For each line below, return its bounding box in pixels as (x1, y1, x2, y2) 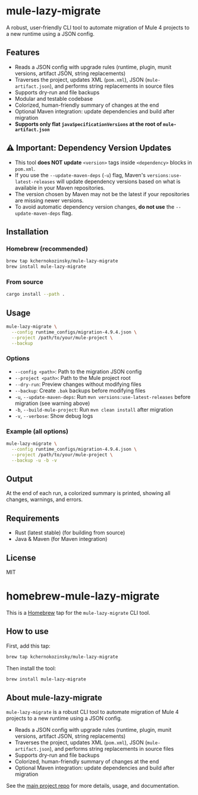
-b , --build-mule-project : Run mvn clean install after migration (14, 406, 174, 413)
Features (6, 48, 40, 58)
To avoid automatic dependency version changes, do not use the (14, 203, 175, 210)
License (6, 553, 36, 563)
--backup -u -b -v (11, 457, 58, 463)
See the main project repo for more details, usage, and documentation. (6, 782, 180, 790)
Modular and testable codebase (14, 95, 93, 102)
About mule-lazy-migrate (6, 692, 102, 703)
